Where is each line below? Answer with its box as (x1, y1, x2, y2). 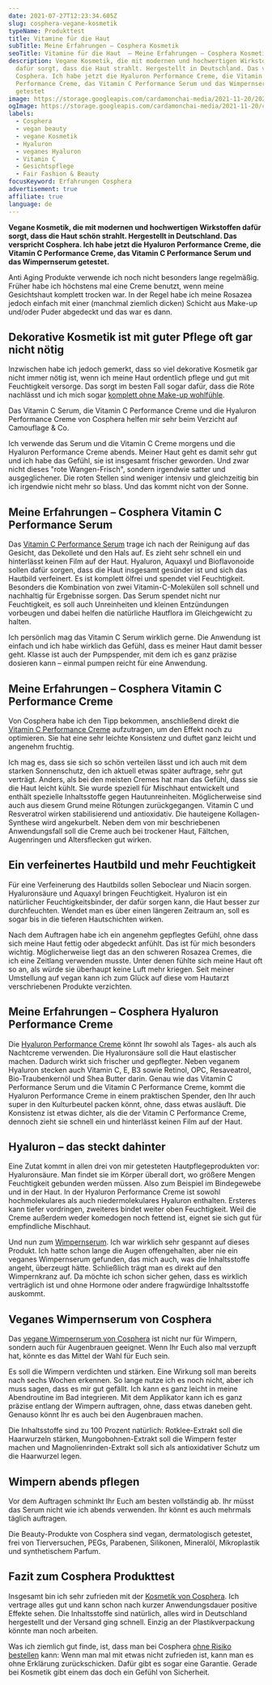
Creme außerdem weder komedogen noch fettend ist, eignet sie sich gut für (8, 1213, 262, 1223)
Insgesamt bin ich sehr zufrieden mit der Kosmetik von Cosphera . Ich (8, 1591, 240, 1601)
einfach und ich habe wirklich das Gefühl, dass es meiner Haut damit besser (8, 641, 263, 651)
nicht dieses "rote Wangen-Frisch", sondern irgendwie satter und (8, 465, 226, 474)
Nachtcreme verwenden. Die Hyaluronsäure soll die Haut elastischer (8, 1048, 236, 1057)
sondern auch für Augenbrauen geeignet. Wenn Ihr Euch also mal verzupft (8, 1342, 257, 1352)
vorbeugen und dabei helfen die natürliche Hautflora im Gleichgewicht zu (8, 608, 253, 618)
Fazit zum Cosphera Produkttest (8, 1570, 176, 1584)
